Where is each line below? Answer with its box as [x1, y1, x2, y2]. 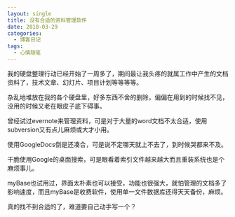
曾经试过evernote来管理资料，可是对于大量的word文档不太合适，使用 [7, 116, 208, 125]
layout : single [7, 10, 52, 17]
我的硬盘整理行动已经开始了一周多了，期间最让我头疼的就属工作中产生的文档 [7, 69, 229, 78]
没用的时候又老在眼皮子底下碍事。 [7, 101, 106, 110]
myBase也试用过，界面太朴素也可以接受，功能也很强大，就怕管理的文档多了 [7, 178, 227, 187]
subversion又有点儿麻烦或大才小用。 [7, 125, 114, 134]
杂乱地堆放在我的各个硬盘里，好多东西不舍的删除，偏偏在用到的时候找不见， [7, 92, 229, 101]
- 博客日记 [13, 36, 41, 43]
